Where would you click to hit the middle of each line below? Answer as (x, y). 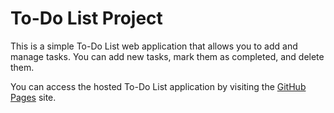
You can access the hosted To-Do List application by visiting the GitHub (158, 86)
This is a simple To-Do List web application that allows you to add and (154, 46)
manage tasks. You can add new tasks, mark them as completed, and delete (167, 56)
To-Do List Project (86, 18)
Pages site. (33, 97)
